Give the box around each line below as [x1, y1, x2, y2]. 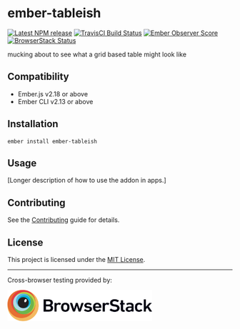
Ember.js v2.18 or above [17, 89, 88, 98]
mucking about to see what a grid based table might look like [7, 50, 187, 59]
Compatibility [7, 71, 69, 83]
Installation [7, 118, 59, 130]
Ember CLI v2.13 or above [17, 97, 94, 106]
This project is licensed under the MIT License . [7, 255, 146, 263]
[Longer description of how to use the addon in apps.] [7, 176, 166, 185]
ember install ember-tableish [7, 138, 98, 145]
